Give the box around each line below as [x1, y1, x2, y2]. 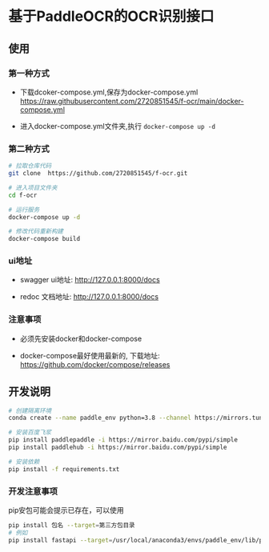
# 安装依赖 [8, 458, 40, 466]
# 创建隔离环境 [8, 406, 52, 414]
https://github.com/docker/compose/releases [19, 359, 171, 369]
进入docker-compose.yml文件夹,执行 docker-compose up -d [19, 121, 216, 130]
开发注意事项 [8, 486, 58, 497]
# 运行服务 [8, 206, 40, 214]
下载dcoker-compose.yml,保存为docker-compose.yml [19, 87, 199, 97]
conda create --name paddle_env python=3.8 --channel [8, 414, 192, 422]
